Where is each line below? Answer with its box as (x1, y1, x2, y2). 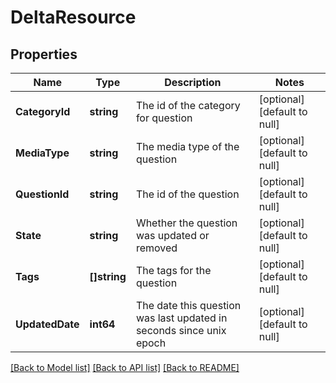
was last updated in (135, 311, 228, 325)
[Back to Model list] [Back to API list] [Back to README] (10, 362, 240, 373)
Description (164, 76, 222, 89)
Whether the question (135, 216, 238, 230)
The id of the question (135, 187, 240, 201)
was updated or (135, 229, 210, 242)
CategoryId (15, 105, 71, 118)
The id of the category (135, 99, 241, 112)
